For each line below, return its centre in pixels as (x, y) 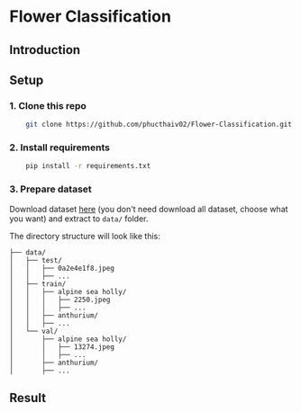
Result (28, 398)
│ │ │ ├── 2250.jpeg (60, 300)
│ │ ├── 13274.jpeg (62, 347)
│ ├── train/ (38, 284)
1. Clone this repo (48, 105)
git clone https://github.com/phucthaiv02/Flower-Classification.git (159, 125)
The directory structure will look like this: (85, 236)
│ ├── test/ (36, 260)
